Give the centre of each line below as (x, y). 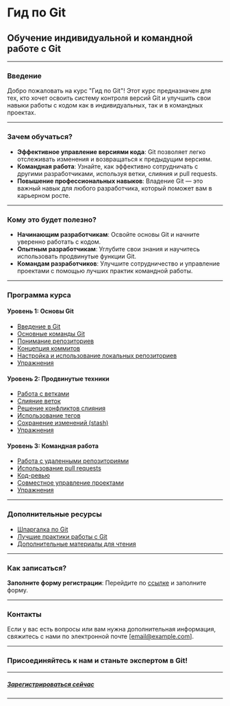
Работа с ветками (43, 394)
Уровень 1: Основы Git (40, 311)
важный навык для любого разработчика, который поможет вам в (114, 188)
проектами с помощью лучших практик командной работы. (105, 270)
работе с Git (34, 48)
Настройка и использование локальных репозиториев (97, 356)
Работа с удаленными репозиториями (73, 461)
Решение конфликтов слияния (61, 408)
